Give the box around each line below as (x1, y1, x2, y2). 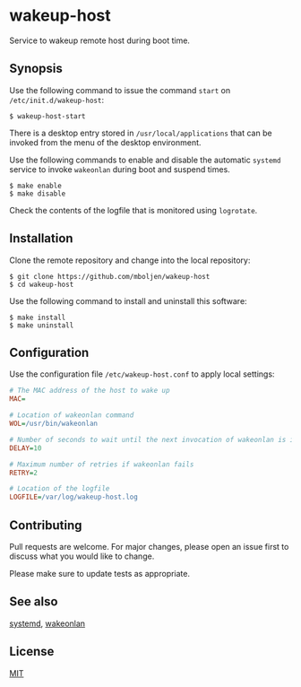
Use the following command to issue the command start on (9, 84, 231, 95)
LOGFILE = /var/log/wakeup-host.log (9, 492, 139, 502)
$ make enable (9, 181, 63, 190)
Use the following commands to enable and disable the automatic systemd (9, 154, 281, 165)
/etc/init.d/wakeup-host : (9, 94, 105, 105)
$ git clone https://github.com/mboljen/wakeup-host (9, 272, 211, 281)
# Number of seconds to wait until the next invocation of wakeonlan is (9, 435, 287, 444)
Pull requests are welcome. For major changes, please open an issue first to (9, 541, 289, 552)
